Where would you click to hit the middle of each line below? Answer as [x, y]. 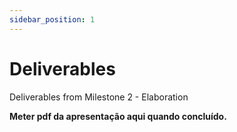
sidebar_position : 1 [52, 19]
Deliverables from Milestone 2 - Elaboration [99, 97]
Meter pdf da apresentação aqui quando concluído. [118, 116]
